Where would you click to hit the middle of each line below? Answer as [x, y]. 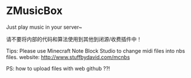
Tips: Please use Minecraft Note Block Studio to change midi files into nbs [95, 50]
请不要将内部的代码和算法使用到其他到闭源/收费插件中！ [74, 39]
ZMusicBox [34, 11]
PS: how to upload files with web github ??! [58, 68]
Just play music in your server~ [44, 27]
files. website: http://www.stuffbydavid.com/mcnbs [68, 57]
